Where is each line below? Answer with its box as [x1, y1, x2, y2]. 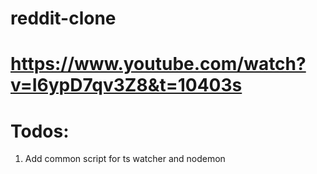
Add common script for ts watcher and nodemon [24, 153, 226, 165]
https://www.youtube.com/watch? [10, 53, 307, 76]
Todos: [10, 120, 70, 142]
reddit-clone [10, 7, 117, 30]
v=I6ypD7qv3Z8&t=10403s [10, 74, 243, 97]
